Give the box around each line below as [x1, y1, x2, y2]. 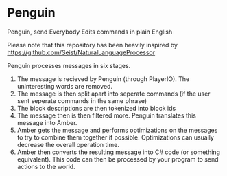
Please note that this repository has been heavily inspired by [7, 41, 178, 49]
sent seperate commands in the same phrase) [16, 96, 147, 104]
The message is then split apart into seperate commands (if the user [16, 89, 211, 98]
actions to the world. [16, 162, 75, 170]
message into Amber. [16, 118, 77, 126]
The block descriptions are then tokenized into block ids [16, 104, 176, 112]
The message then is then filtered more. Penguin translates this [16, 111, 197, 120]
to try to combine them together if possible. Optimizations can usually [16, 133, 215, 142]
